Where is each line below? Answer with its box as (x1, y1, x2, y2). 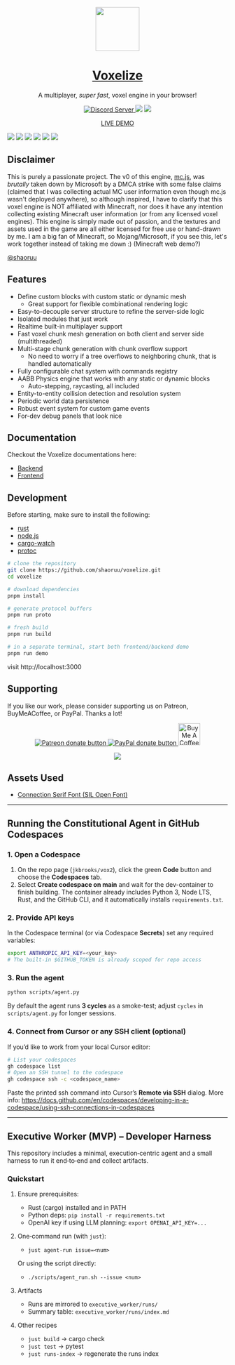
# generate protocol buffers (7, 605, 92, 612)
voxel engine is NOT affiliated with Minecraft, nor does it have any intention (7, 202, 224, 211)
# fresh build (7, 624, 49, 631)
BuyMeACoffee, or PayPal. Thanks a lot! (7, 709, 122, 718)
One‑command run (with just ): (17, 1232, 106, 1241)
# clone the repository (7, 560, 77, 567)
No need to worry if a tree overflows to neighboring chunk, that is (27, 352, 217, 360)
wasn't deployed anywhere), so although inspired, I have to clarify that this (7, 194, 222, 203)
